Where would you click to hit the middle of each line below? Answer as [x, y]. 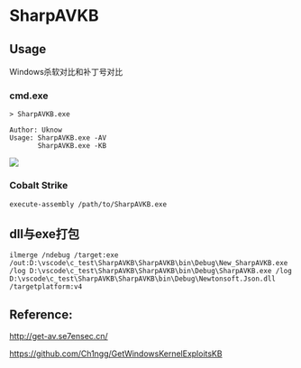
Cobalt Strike [39, 186]
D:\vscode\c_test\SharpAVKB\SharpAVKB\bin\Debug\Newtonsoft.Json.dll [143, 279]
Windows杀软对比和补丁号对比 [66, 72]
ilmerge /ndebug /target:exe [64, 255]
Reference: [41, 314]
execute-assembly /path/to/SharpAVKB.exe [88, 204]
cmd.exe [29, 96]
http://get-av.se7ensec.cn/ [59, 336]
